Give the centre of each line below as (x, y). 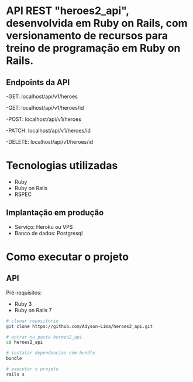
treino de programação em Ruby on (93, 48)
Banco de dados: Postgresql (49, 233)
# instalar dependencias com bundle (51, 353)
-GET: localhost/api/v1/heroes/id (45, 108)
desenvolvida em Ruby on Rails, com (97, 23)
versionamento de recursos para (87, 36)
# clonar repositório (32, 321)
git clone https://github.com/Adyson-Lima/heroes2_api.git (80, 326)
